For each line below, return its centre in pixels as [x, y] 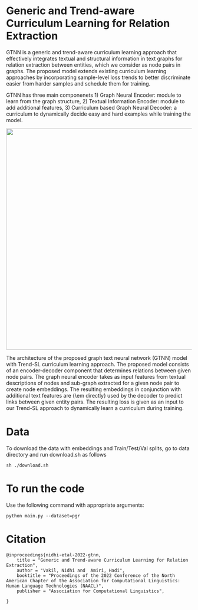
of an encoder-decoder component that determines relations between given [99, 370]
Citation [26, 539]
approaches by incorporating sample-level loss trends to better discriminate [98, 77]
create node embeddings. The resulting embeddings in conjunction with [93, 389]
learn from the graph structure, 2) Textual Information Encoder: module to [95, 101]
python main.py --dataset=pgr [43, 516]
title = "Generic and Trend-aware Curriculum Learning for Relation [103, 560]
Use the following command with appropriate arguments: [75, 505]
